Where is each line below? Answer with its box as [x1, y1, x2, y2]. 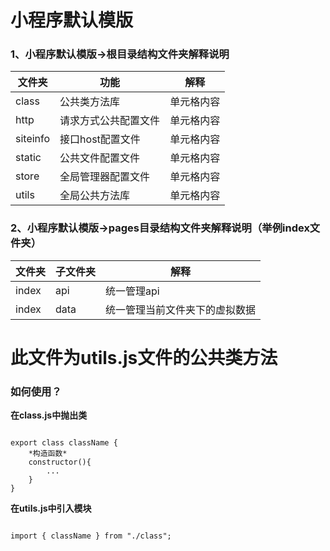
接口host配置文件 [59, 132, 141, 146]
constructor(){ [28, 457, 92, 468]
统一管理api [105, 284, 160, 298]
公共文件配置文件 [59, 151, 141, 165]
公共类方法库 [59, 95, 121, 109]
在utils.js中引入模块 [10, 502, 92, 515]
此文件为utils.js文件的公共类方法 [10, 346, 278, 369]
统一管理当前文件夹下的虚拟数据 [105, 302, 257, 316]
